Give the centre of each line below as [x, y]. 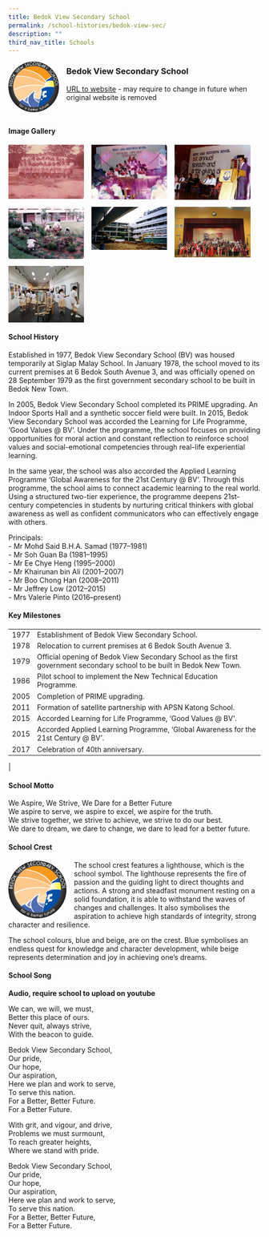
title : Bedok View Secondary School [69, 17]
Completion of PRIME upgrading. [91, 696]
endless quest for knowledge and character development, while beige [123, 949]
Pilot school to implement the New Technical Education [128, 676]
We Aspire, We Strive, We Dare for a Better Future [90, 803]
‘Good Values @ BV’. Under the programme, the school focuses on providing [134, 429]
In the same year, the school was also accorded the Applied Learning [122, 471]
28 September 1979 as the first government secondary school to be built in [132, 380]
